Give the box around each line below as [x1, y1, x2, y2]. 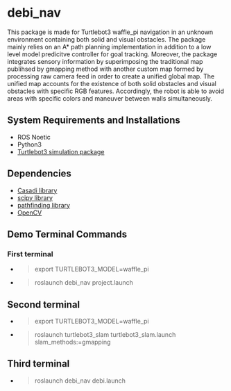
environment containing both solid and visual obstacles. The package [7, 35, 206, 43]
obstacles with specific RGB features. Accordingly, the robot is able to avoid [7, 87, 224, 95]
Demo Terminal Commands [7, 228, 128, 240]
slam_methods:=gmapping [34, 338, 111, 347]
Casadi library [17, 186, 58, 194]
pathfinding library [17, 201, 71, 209]
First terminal [7, 249, 53, 258]
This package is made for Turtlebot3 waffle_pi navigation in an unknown [7, 28, 214, 36]
